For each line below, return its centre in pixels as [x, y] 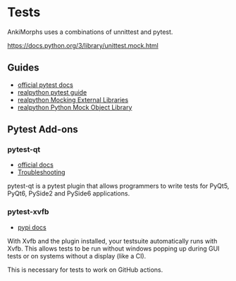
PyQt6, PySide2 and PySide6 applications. [69, 193]
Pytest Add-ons [43, 130]
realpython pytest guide [52, 92]
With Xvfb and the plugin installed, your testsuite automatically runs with [112, 241]
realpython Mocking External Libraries [73, 100]
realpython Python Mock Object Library [75, 107]
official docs [36, 165]
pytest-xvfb [28, 212]
